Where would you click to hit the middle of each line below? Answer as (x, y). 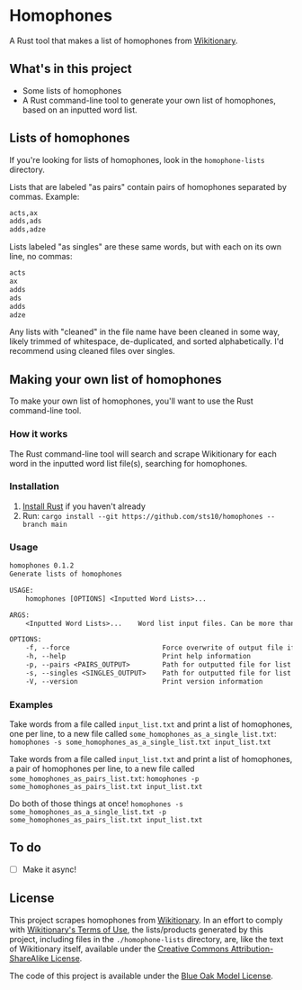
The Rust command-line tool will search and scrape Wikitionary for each (143, 454)
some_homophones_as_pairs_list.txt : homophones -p (104, 778)
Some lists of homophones (72, 90)
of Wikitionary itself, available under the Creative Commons (119, 949)
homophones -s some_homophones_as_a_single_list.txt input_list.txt (140, 742)
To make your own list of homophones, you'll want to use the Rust (131, 401)
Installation (35, 486)
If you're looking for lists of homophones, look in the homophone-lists (137, 159)
